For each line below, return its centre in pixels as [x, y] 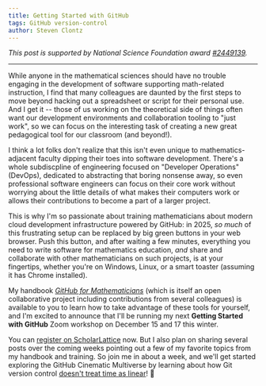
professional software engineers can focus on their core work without [122, 184]
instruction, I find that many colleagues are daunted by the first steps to [125, 93]
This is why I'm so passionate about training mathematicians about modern [131, 216]
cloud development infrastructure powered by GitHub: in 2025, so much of [130, 225]
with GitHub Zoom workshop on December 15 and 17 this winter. [114, 324]
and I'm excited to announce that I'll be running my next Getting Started [126, 316]
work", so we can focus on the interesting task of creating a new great [123, 126]
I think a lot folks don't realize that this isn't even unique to [103, 150]
